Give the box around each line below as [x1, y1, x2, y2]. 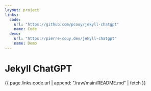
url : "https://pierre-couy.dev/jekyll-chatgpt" [14, 36, 117, 41]
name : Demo [14, 41, 37, 46]
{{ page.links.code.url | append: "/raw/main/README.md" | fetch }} [5, 80, 146, 86]
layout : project [5, 7, 39, 13]
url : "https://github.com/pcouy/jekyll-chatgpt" [14, 21, 119, 27]
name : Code [14, 27, 37, 32]
